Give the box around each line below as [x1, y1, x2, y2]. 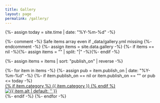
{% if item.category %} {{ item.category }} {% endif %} [5, 83, 116, 89]
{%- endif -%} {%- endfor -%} [5, 93, 67, 99]
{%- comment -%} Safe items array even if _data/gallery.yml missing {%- [5, 39, 152, 44]
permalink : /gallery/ [5, 16, 49, 21]
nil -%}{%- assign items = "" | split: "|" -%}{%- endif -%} [5, 49, 120, 55]
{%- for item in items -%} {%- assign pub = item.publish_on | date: [5, 68, 139, 74]
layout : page [5, 12, 32, 16]
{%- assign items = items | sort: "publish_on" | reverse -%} [5, 59, 123, 64]
